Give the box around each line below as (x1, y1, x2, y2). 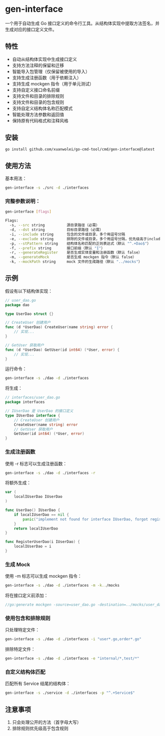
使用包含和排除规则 (5, 615, 51, 622)
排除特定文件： (5, 646, 35, 652)
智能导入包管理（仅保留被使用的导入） (12, 68, 90, 74)
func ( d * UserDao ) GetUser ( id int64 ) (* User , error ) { (5, 347, 120, 352)
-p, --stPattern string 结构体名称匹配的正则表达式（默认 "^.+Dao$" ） (9, 241, 151, 246)
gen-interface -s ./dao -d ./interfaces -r (5, 470, 96, 475)
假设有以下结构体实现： (5, 288, 53, 294)
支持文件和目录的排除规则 (12, 93, 64, 99)
